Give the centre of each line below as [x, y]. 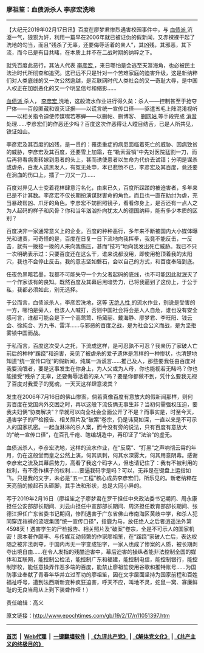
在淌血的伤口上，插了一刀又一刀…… [51, 175]
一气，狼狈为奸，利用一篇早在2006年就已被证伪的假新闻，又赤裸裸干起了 [103, 37]
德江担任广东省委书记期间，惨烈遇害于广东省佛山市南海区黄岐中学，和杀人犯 [102, 514]
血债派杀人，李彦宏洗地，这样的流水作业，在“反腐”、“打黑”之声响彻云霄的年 [101, 447]
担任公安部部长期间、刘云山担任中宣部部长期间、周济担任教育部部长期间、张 [102, 506]
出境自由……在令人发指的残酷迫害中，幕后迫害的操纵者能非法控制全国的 [101, 552]
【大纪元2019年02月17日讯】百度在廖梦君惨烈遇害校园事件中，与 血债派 [96, 30]
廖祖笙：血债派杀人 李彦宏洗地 [51, 9]
